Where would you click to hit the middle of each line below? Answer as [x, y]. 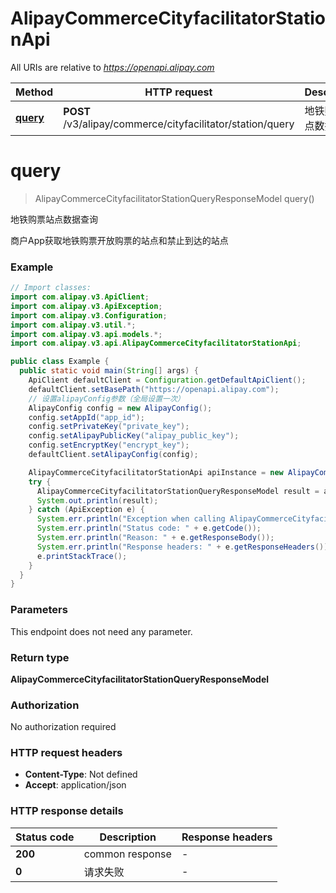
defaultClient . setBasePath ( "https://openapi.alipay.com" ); [154, 389]
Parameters [39, 610]
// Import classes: [51, 288]
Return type [40, 657]
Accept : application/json [75, 785]
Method [34, 92]
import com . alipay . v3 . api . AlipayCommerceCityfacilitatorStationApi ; [156, 343]
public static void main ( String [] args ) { [109, 371]
